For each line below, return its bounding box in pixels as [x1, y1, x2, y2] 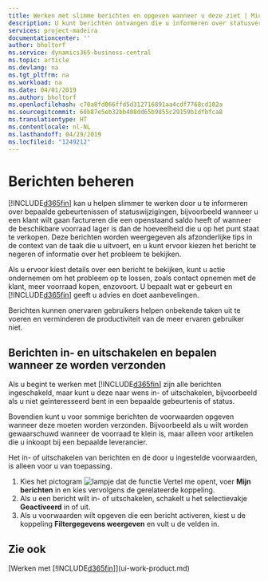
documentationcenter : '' [8, 34, 91, 42]
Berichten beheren [8, 172, 135, 190]
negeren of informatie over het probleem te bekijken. [8, 249, 182, 259]
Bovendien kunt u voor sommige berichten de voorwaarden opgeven [8, 412, 235, 421]
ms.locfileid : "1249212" [8, 137, 91, 146]
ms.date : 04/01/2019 [8, 85, 77, 94]
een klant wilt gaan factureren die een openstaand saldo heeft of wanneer [8, 215, 251, 225]
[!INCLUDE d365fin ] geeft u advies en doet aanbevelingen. [8, 290, 199, 300]
